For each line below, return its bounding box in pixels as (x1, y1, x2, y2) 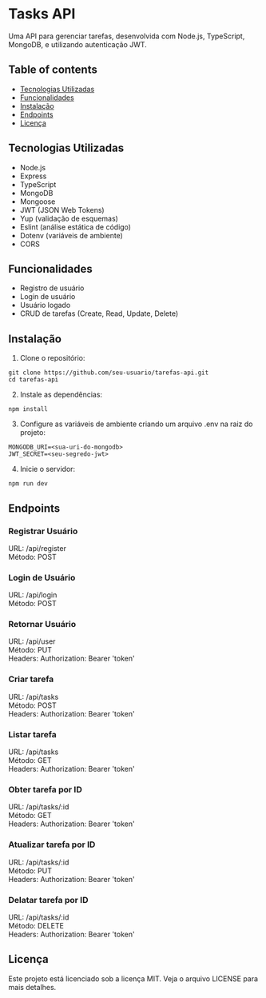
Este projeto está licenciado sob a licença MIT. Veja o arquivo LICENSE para (8, 973, 258, 984)
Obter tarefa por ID (8, 784, 82, 795)
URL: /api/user (8, 637, 56, 646)
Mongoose (19, 197, 56, 206)
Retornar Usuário (8, 619, 77, 630)
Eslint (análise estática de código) (19, 222, 132, 232)
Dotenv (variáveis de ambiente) (19, 230, 124, 240)
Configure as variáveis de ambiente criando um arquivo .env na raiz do (19, 419, 253, 429)
